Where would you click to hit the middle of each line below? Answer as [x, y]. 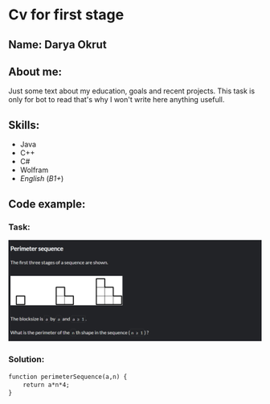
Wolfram [34, 170]
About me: [35, 71]
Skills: [24, 125]
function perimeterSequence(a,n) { [68, 377]
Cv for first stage [66, 15]
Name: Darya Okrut [57, 45]
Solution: [27, 359]
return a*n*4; [46, 385]
